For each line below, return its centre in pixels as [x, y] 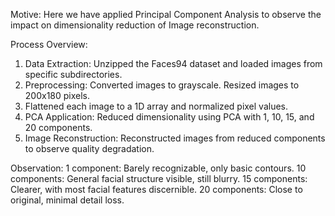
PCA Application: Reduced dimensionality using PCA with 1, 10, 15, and [169, 117]
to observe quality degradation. [89, 148]
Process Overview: [49, 44]
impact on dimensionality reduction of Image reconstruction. [135, 25]
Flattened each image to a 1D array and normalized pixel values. [156, 106]
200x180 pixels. [57, 95]
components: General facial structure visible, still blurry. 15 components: [159, 178]
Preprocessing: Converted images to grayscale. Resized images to [162, 85]
